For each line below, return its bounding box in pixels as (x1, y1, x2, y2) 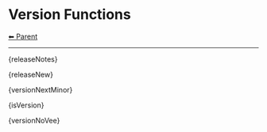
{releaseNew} (8, 70, 54, 79)
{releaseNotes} (8, 54, 58, 64)
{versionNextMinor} (8, 85, 73, 94)
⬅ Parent (8, 32, 38, 41)
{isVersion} (8, 100, 44, 110)
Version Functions (8, 6, 131, 24)
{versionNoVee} (8, 115, 60, 125)
